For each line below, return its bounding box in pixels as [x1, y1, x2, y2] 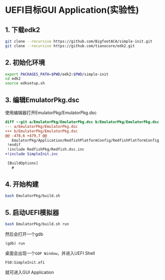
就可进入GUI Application [5, 269, 54, 275]
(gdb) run [5, 241, 26, 246]
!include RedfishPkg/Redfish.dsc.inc [7, 147, 84, 152]
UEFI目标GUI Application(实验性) [5, 4, 139, 16]
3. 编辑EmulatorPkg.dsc [5, 95, 80, 104]
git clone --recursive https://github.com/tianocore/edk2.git [5, 43, 135, 48]
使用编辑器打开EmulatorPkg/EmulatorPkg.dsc [5, 110, 97, 116]
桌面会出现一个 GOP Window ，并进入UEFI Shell [5, 250, 95, 256]
